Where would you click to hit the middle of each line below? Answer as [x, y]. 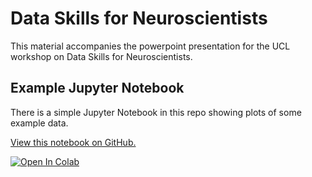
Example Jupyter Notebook [97, 88]
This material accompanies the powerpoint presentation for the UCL [150, 46]
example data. [39, 123]
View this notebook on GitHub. [73, 142]
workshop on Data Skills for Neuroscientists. [101, 56]
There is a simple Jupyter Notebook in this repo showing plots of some [156, 112]
